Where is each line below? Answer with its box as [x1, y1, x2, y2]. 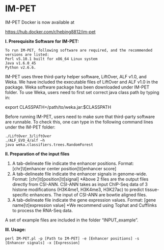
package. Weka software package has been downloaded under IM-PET [5, 84, 150, 90]
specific [12, 191, 28, 197]
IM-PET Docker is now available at [5, 19, 75, 25]
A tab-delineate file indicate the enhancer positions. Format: [12, 160, 134, 166]
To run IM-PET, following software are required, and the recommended [5, 48, 153, 53]
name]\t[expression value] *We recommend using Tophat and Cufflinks [12, 202, 157, 208]
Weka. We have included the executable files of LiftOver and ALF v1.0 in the [5, 79, 158, 85]
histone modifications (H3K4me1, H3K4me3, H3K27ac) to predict [12, 187, 144, 192]
